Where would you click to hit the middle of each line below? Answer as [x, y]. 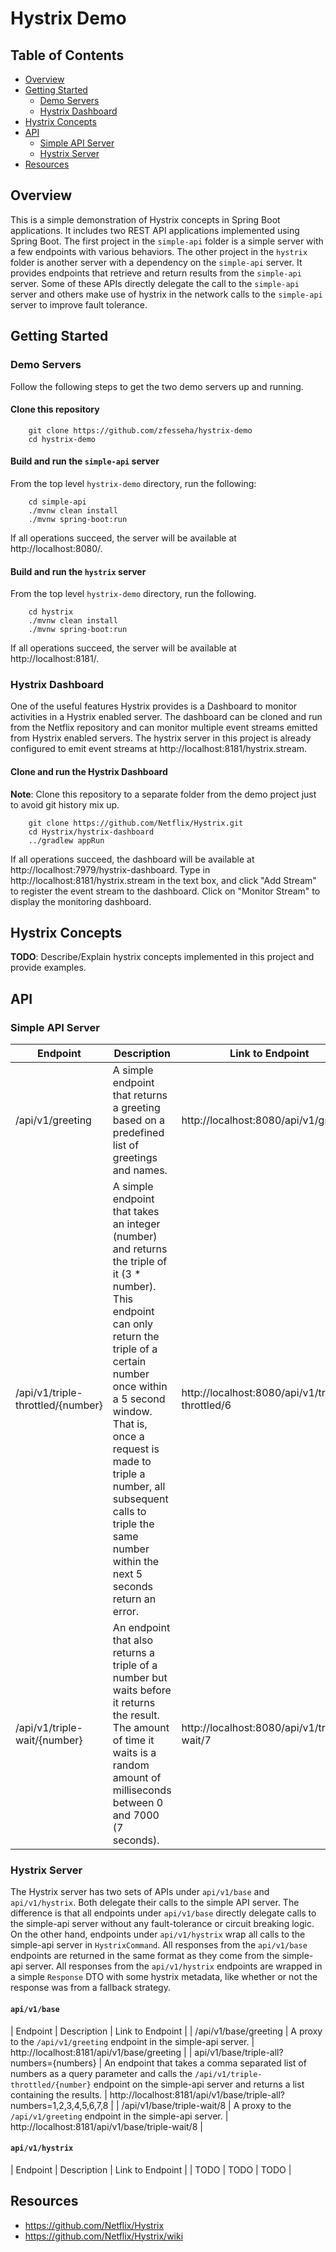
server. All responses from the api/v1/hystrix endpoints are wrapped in [173, 1966]
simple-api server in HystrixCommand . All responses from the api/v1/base [159, 1945]
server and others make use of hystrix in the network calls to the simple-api [166, 294]
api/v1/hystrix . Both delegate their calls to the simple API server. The [155, 1903]
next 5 [127, 1574]
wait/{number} [49, 1740]
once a [128, 1437]
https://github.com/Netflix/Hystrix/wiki [104, 2236]
